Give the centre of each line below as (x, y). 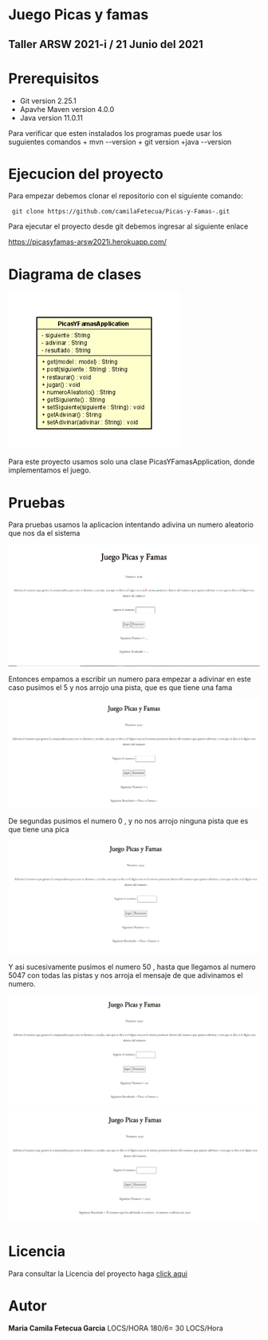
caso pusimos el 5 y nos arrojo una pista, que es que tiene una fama (120, 688)
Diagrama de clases (75, 274)
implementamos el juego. (50, 470)
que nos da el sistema (44, 533)
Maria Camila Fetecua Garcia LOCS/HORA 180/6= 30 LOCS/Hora (116, 1328)
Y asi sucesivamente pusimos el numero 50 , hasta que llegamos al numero (132, 967)
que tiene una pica (39, 830)
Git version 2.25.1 (48, 101)
